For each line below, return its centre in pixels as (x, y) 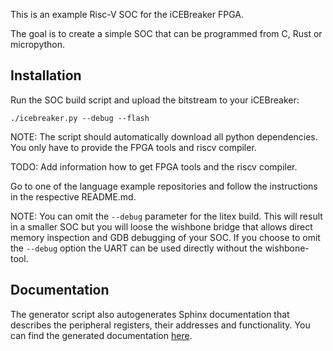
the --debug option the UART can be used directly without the (136, 248)
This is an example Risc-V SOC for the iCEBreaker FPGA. (127, 14)
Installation (46, 75)
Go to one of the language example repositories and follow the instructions (164, 186)
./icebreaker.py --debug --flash (80, 118)
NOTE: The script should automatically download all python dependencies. (164, 136)
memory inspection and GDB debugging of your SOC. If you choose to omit (165, 237)
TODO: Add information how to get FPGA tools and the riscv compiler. (154, 166)
